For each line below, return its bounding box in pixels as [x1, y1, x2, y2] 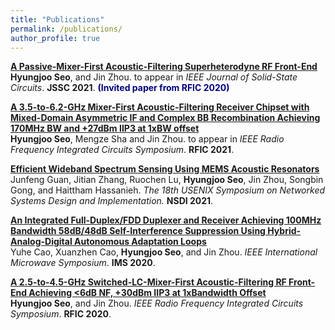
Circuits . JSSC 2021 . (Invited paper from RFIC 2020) [10, 82, 230, 94]
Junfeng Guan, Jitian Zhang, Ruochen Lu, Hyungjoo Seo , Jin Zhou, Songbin [10, 174, 324, 186]
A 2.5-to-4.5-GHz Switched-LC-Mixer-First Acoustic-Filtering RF [10, 276, 287, 288]
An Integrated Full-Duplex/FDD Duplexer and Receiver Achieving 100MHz [10, 214, 322, 226]
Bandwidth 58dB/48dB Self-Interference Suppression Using [10, 225, 266, 237]
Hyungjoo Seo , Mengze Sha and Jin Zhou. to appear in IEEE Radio [10, 133, 285, 145]
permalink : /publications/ [10, 24, 123, 34]
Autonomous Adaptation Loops [74, 236, 207, 248]
